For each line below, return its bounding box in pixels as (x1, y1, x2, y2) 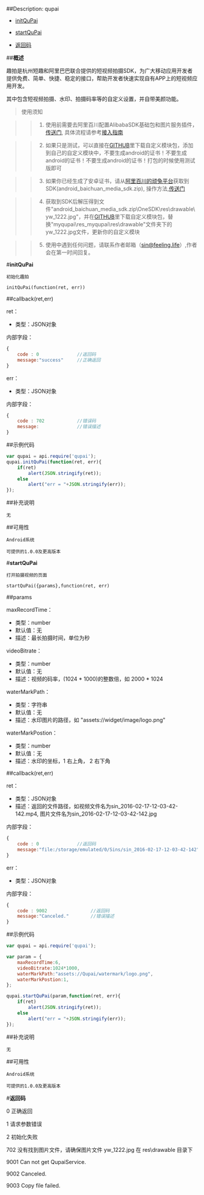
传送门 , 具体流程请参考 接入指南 (45, 129, 123, 136)
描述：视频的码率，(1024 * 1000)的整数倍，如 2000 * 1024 (15, 675, 163, 683)
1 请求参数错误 (6, 1120, 42, 1127)
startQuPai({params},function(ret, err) (6, 583, 110, 589)
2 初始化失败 (6, 1133, 38, 1140)
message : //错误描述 (17, 424, 101, 430)
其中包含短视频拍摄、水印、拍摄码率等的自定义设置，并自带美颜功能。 (6, 95, 182, 102)
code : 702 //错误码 (17, 418, 97, 424)
